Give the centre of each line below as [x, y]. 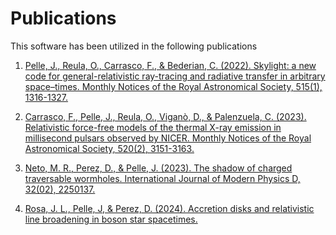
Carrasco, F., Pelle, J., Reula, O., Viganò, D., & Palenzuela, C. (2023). [165, 116]
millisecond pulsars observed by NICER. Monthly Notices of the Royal [168, 138]
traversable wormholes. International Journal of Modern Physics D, [162, 178]
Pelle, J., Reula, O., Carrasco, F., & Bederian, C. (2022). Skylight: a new [170, 65]
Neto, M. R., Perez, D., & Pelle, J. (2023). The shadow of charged [158, 168]
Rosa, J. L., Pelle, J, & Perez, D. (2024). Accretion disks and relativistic [169, 208]
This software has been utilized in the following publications [134, 46]
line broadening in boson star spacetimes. [111, 219]
